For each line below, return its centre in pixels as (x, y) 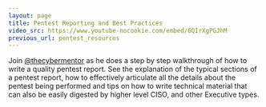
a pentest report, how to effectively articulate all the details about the (122, 77)
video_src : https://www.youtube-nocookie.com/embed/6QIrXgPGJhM (118, 30)
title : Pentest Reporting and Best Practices (85, 23)
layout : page (30, 16)
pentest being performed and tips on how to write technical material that (128, 86)
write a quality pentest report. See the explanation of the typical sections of (133, 69)
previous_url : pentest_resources (64, 38)
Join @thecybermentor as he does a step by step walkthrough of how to (128, 61)
